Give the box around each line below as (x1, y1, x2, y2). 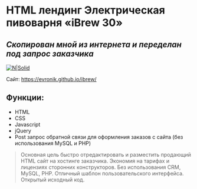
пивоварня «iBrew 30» (6, 16, 123, 29)
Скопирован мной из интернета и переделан (6, 39, 182, 49)
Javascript (14, 121, 41, 128)
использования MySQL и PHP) (14, 140, 91, 147)
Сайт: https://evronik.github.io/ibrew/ (6, 76, 97, 82)
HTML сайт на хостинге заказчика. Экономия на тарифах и (20, 157, 170, 164)
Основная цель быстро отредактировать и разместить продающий (20, 151, 192, 158)
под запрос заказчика (6, 48, 94, 59)
